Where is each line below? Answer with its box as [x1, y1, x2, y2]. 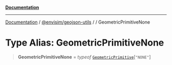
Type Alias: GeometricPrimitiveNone [5, 37, 164, 49]
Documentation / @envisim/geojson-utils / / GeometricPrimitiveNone [5, 19, 150, 25]
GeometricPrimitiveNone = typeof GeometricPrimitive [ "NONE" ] [17, 54, 151, 60]
